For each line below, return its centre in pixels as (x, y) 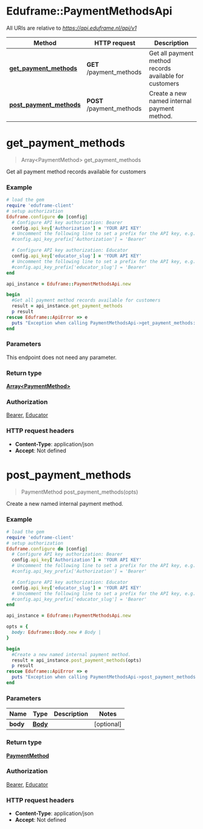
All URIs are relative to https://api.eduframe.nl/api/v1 (72, 28)
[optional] (108, 724)
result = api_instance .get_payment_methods (67, 306)
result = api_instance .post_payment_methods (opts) (77, 660)
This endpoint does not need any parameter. (61, 357)
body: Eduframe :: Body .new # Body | (56, 633)
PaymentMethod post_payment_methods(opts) (79, 492)
